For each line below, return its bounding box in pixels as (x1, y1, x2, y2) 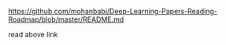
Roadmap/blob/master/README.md (8, 15, 124, 24)
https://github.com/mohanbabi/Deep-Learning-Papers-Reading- (8, 7, 218, 16)
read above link (8, 30, 58, 39)
